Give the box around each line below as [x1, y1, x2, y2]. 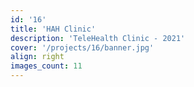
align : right [10, 52, 65, 62]
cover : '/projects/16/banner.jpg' [10, 42, 155, 53]
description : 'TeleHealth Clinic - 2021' [10, 33, 186, 43]
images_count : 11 [10, 61, 83, 71]
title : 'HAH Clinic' [10, 24, 97, 34]
